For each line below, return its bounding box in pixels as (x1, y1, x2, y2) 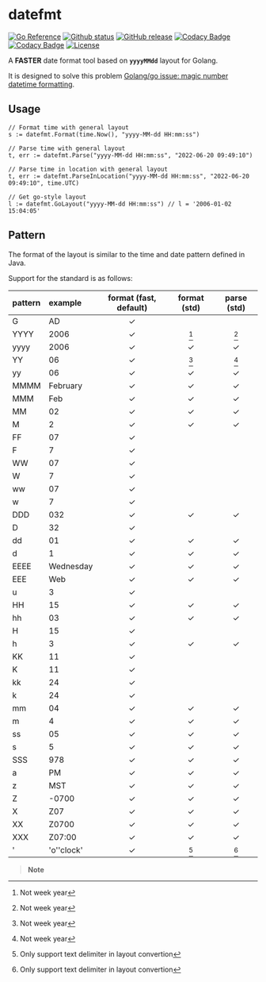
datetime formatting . (8, 79, 75, 89)
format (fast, (108, 292, 157, 303)
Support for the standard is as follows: (8, 273, 133, 283)
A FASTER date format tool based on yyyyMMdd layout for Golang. (8, 56, 218, 65)
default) (116, 302, 148, 313)
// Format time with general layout (8, 123, 129, 132)
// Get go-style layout (8, 193, 87, 201)
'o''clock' (48, 844, 83, 855)
